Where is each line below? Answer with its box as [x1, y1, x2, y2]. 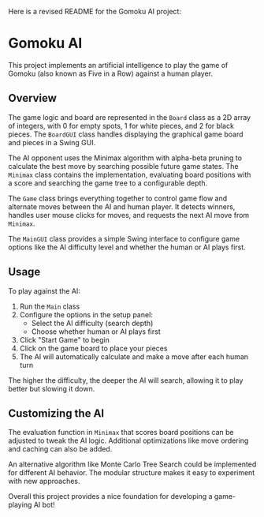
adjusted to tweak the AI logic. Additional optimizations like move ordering [8, 436, 249, 445]
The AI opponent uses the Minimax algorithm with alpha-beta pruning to [8, 153, 243, 163]
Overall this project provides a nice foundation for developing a [8, 492, 213, 501]
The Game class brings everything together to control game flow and [8, 193, 227, 203]
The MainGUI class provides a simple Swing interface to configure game [8, 234, 240, 243]
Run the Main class [19, 302, 80, 311]
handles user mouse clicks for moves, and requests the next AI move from [8, 210, 250, 219]
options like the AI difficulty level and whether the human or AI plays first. [8, 242, 246, 252]
